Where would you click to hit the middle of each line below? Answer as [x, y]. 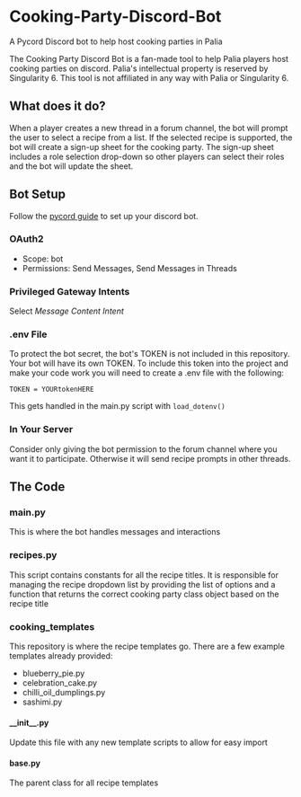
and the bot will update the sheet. [71, 166]
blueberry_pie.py [53, 673]
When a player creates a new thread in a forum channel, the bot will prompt [149, 128]
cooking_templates [52, 626]
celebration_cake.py [59, 683]
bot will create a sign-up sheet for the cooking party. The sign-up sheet [142, 146]
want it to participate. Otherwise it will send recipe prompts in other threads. [150, 458]
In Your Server [41, 429]
